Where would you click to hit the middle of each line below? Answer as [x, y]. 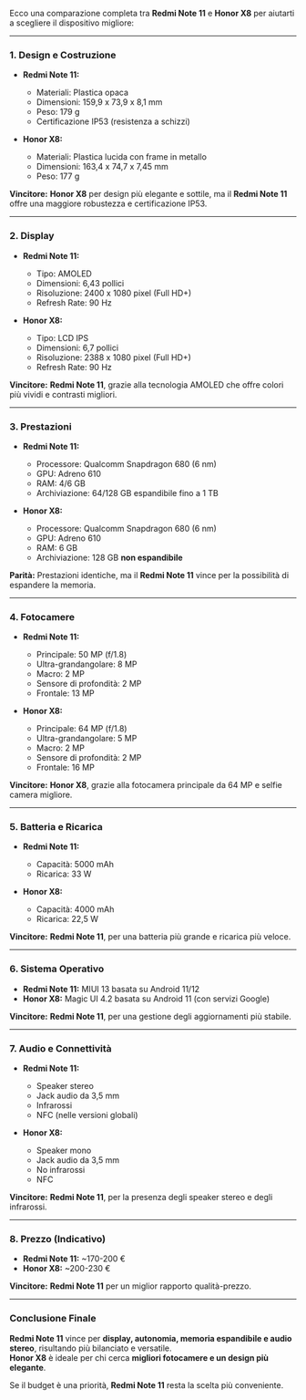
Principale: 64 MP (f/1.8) [82, 729]
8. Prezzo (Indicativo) [58, 1239]
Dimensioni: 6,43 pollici [80, 283]
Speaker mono [64, 1151]
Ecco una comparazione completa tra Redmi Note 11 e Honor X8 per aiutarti [152, 13]
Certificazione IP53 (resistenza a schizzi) [113, 121]
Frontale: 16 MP [66, 767]
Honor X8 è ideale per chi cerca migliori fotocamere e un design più [139, 1357]
